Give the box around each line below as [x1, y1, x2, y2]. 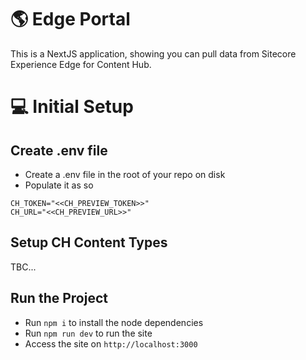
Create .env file [10, 142, 108, 159]
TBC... [10, 261, 37, 273]
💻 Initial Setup [10, 96, 134, 118]
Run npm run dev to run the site [24, 327, 153, 339]
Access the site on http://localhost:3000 [24, 337, 198, 350]
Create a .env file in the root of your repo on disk [24, 168, 226, 180]
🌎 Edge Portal [10, 8, 131, 31]
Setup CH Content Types [10, 234, 168, 251]
